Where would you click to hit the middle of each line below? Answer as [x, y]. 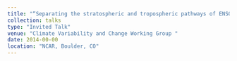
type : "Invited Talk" [39, 27]
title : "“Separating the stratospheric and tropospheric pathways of [112, 14]
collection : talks [34, 20]
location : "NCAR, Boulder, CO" [53, 46]
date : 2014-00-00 [33, 40]
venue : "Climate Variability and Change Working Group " [93, 33]
